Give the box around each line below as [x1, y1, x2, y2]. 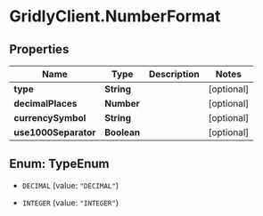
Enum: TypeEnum [9, 156, 110, 172]
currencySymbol [13, 112, 86, 124]
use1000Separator [13, 126, 96, 139]
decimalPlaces [13, 98, 78, 109]
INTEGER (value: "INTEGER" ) [21, 197, 119, 208]
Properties [9, 42, 70, 57]
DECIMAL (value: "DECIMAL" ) [21, 180, 119, 190]
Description [148, 68, 200, 80]
